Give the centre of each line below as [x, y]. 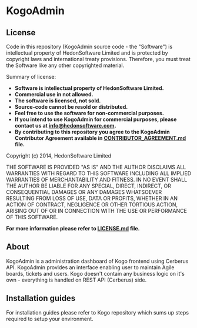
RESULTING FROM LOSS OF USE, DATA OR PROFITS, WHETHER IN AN [92, 198]
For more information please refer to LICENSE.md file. [73, 228]
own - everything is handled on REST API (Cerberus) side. [76, 280]
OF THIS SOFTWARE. [32, 217]
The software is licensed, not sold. [58, 101]
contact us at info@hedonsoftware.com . [65, 125]
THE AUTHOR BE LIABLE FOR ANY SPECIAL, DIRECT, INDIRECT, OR [89, 186]
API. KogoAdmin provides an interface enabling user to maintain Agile [90, 267]
